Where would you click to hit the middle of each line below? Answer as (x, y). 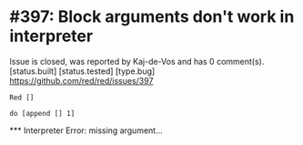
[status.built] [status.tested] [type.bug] (82, 71)
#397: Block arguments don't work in (152, 17)
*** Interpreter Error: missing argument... (86, 130)
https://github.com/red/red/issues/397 (81, 80)
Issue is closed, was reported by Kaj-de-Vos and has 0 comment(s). (137, 61)
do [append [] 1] (42, 113)
